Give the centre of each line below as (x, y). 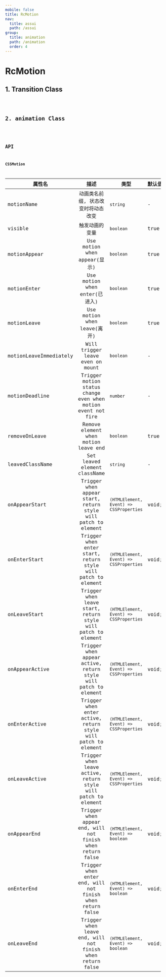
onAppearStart (27, 505)
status (91, 387)
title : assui (23, 24)
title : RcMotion (22, 14)
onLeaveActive (27, 779)
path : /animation (27, 42)
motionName (23, 205)
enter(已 (91, 294)
